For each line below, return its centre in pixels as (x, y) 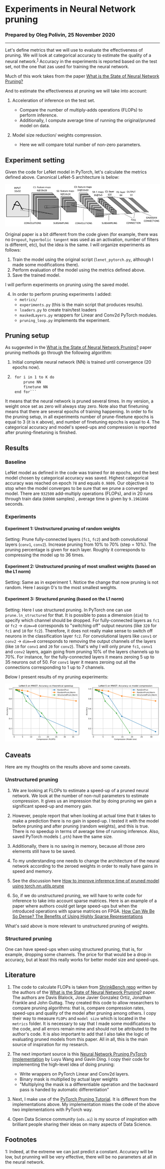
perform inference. (39, 115)
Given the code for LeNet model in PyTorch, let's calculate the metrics (76, 172)
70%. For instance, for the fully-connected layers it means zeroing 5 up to (80, 656)
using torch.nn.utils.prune (38, 886)
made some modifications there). (46, 264)
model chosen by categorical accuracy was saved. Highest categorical (77, 478)
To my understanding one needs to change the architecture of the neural (86, 860)
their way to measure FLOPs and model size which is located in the (79, 1018)
